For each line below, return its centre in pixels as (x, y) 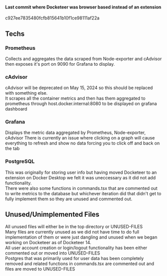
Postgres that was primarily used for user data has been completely (75, 258)
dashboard (16, 109)
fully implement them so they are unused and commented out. (69, 199)
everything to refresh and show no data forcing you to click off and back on (83, 143)
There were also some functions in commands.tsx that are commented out (81, 188)
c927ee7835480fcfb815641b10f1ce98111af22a (52, 18)
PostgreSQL (20, 161)
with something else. (27, 93)
